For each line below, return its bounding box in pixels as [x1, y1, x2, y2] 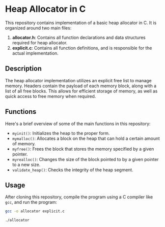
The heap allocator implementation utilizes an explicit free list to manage [5, 77, 152, 83]
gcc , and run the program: [5, 199, 57, 205]
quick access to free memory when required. [5, 93, 96, 99]
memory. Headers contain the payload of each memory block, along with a [5, 83, 157, 89]
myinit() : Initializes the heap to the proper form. [12, 130, 110, 136]
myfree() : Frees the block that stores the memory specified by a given [12, 146, 154, 152]
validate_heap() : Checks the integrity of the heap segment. [12, 166, 134, 173]
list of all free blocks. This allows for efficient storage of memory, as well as [5, 88, 158, 94]
